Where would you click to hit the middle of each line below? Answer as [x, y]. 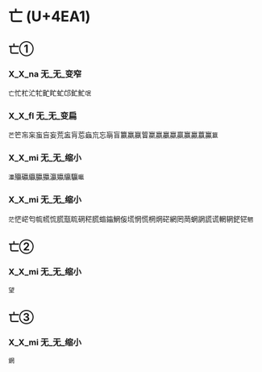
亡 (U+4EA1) [50, 17]
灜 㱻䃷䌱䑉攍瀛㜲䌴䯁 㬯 [46, 177]
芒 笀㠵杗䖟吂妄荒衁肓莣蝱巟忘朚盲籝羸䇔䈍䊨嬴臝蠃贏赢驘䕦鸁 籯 [113, 135]
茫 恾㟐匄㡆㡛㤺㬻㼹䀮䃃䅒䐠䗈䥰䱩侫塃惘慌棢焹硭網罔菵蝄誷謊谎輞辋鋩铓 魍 [131, 219]
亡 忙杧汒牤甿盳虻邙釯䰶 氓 [50, 93]
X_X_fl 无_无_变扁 [43, 115]
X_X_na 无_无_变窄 [45, 73]
